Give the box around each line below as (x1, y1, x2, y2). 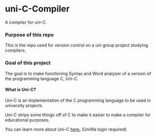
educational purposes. (5, 117, 50, 123)
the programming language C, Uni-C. (5, 76, 79, 82)
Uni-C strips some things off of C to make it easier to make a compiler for (5, 112, 151, 118)
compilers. (5, 47, 26, 54)
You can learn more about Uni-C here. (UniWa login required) (5, 126, 127, 132)
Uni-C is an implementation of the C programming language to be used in (5, 97, 151, 103)
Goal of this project (5, 59, 51, 66)
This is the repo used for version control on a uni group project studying (5, 42, 148, 48)
